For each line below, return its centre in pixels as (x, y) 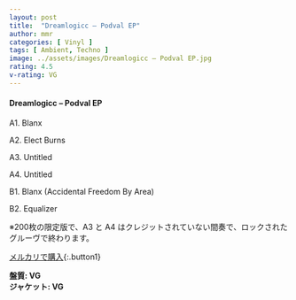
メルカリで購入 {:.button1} (55, 257)
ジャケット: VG (36, 286)
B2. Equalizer (33, 208)
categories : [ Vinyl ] (51, 42)
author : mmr (31, 34)
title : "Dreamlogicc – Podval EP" (75, 26)
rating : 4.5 (31, 67)
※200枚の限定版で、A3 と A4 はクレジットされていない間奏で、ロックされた (148, 227)
